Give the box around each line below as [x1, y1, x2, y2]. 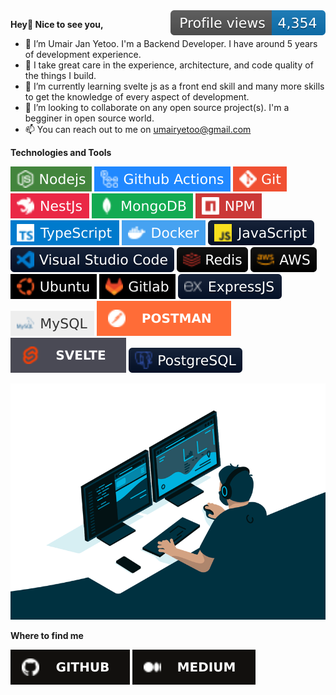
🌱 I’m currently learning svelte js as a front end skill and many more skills [24, 80, 325, 92]
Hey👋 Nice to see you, [10, 19, 104, 30]
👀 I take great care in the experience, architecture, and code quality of [24, 59, 314, 71]
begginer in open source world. [24, 112, 155, 124]
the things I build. [24, 70, 97, 81]
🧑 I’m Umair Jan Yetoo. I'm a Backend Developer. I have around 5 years [24, 38, 318, 49]
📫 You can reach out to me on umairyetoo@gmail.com [24, 124, 252, 135]
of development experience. [24, 49, 142, 60]
